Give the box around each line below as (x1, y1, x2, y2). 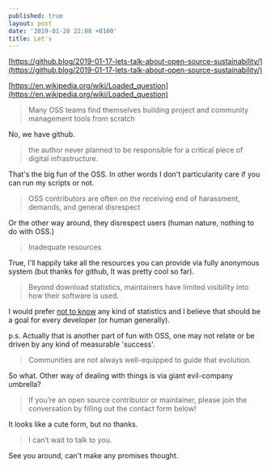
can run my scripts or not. (8, 178, 95, 188)
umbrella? (8, 380, 42, 389)
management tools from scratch (28, 114, 136, 124)
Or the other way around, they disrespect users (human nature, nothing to (8, 218, 255, 228)
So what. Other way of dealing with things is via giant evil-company (8, 371, 233, 381)
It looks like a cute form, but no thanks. (8, 419, 138, 429)
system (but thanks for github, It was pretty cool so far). (8, 266, 195, 276)
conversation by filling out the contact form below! (28, 404, 197, 414)
